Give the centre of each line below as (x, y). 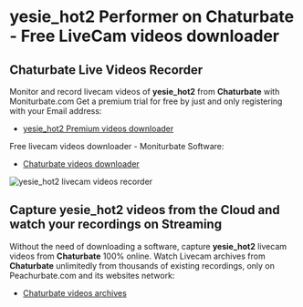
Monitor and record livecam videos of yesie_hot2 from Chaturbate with (145, 92)
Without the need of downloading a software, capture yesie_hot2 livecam (148, 246)
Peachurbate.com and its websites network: (92, 275)
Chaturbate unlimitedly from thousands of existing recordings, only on (142, 265)
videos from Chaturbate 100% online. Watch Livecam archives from (138, 256)
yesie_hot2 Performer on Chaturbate (152, 17)
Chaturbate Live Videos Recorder (106, 70)
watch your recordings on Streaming (115, 225)
